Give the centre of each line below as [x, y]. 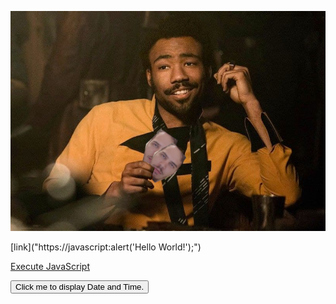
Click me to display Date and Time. [80, 286]
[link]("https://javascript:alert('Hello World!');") [106, 247]
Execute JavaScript [50, 266]
